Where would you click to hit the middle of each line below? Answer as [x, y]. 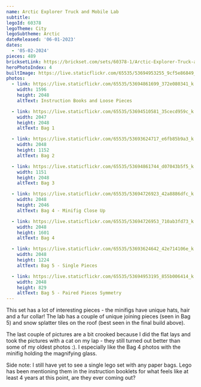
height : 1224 [33, 260]
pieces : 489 [21, 56]
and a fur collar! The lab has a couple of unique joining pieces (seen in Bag [98, 316]
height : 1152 [33, 150]
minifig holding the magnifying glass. [52, 354]
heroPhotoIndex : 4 [29, 67]
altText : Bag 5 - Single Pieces [57, 266]
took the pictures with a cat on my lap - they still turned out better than [93, 341]
